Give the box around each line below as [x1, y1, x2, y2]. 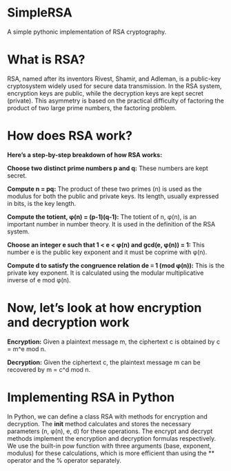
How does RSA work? [7, 128, 133, 144]
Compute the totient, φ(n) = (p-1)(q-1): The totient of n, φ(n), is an [7, 212, 197, 221]
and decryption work [7, 315, 130, 330]
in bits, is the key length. [7, 199, 77, 207]
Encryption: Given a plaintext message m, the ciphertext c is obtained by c [7, 337, 221, 346]
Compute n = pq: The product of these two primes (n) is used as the [7, 185, 202, 193]
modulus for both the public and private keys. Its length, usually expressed [7, 191, 219, 200]
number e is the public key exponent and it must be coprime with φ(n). [7, 248, 208, 256]
